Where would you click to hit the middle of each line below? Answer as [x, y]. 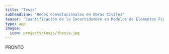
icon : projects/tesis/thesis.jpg [45, 33]
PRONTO [15, 47]
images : [13, 28]
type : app [16, 24]
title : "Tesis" [21, 10]
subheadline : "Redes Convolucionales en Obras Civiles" [65, 14]
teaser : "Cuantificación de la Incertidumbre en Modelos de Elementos [81, 19]
